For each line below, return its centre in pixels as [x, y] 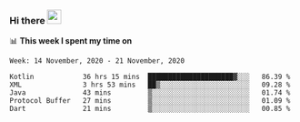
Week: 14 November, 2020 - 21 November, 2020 [97, 61]
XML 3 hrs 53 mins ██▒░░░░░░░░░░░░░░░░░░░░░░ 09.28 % [150, 85]
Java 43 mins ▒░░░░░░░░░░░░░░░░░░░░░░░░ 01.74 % [150, 93]
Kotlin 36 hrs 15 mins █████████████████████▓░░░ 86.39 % [150, 77]
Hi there [27, 20]
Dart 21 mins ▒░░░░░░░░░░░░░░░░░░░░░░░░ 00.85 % [150, 109]
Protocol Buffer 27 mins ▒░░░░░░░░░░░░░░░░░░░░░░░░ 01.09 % [150, 101]
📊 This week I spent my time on [71, 41]
